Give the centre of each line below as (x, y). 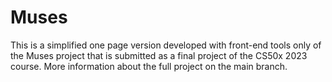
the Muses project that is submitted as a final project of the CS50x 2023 (159, 55)
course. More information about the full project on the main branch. (149, 66)
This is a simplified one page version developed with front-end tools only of (166, 45)
